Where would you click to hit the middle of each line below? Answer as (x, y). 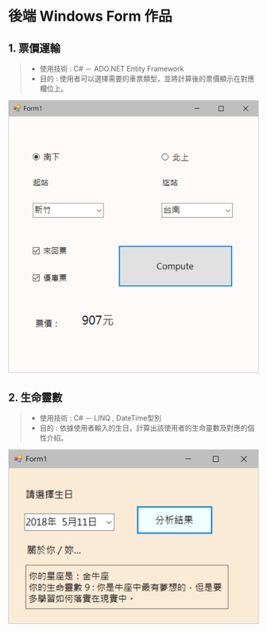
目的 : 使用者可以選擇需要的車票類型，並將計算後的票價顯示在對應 (147, 79)
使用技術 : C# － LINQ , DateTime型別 (100, 418)
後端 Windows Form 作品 (90, 16)
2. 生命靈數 (35, 397)
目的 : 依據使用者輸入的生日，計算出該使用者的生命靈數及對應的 (143, 428)
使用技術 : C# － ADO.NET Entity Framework (112, 69)
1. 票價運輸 (35, 48)
